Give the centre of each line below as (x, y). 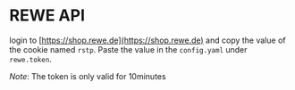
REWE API (47, 16)
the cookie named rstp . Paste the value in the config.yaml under (128, 49)
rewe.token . (30, 59)
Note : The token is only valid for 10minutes (88, 76)
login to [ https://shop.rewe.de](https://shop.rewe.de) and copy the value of (147, 40)
